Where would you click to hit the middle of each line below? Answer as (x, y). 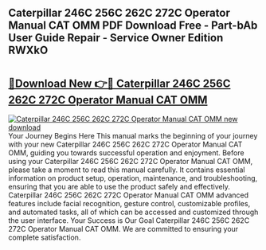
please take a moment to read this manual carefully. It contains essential (127, 170)
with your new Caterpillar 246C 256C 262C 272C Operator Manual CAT (125, 144)
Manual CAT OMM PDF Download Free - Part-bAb (133, 26)
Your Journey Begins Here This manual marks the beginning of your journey (133, 136)
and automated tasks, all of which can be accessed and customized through (133, 212)
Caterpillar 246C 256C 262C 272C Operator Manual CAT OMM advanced (129, 195)
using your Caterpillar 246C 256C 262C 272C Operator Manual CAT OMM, (131, 161)
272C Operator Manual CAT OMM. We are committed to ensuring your (123, 229)
